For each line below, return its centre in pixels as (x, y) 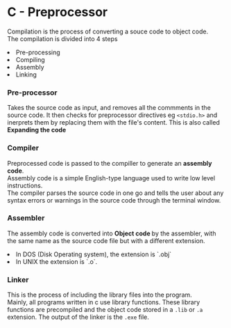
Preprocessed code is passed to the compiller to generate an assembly (110, 163)
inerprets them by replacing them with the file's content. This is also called (113, 123)
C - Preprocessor (58, 12)
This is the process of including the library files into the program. (100, 295)
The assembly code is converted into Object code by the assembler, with (112, 233)
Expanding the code (37, 130)
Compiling (31, 59)
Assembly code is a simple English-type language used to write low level (111, 178)
